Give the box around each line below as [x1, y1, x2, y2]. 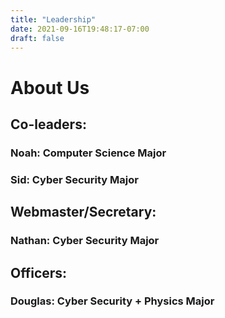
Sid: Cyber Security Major [10, 172, 139, 186]
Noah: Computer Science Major [10, 146, 167, 160]
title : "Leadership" [10, 14, 97, 25]
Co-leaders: [10, 116, 87, 133]
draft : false [10, 33, 65, 43]
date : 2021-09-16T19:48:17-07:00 [10, 24, 150, 34]
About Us [10, 76, 90, 99]
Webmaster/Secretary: [10, 204, 157, 221]
